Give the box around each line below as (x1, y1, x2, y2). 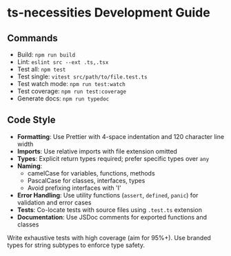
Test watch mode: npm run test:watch (17, 80, 126, 87)
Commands (7, 32, 59, 44)
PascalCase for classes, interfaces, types (27, 176, 145, 184)
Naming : (17, 162, 43, 170)
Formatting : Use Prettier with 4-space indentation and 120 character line (17, 132, 225, 140)
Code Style (7, 114, 56, 126)
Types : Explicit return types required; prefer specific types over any (17, 154, 210, 162)
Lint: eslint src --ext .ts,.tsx (17, 58, 109, 66)
